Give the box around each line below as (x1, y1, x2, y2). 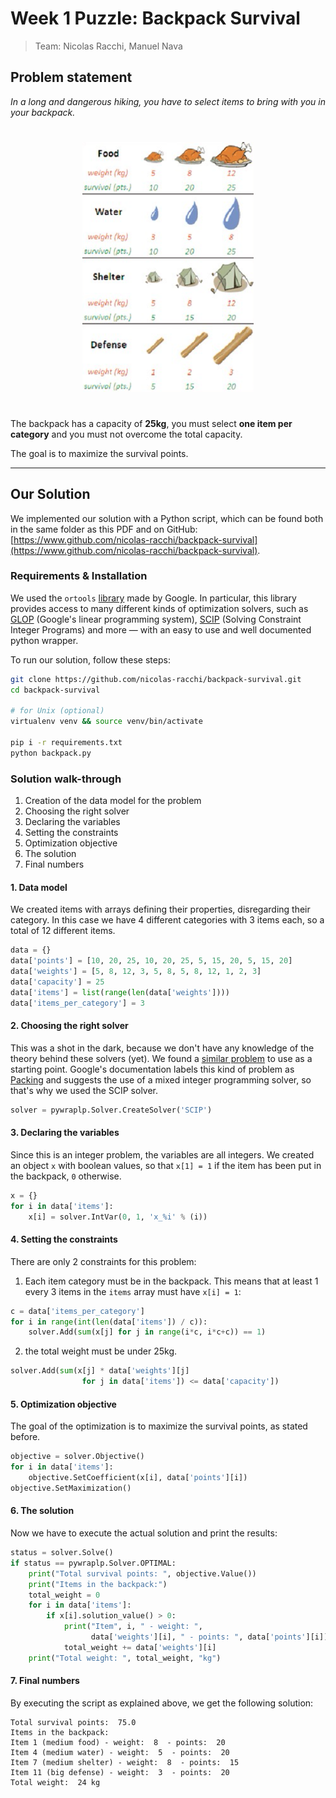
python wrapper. (10, 634, 79, 646)
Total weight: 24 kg (10, 1777, 101, 1787)
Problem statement (10, 69, 133, 86)
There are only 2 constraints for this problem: (10, 1255, 197, 1267)
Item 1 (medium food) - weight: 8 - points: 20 (10, 1737, 226, 1747)
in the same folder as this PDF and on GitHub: (10, 523, 198, 535)
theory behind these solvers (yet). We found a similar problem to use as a (10, 1052, 313, 1064)
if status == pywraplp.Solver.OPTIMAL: (10, 1558, 177, 1568)
